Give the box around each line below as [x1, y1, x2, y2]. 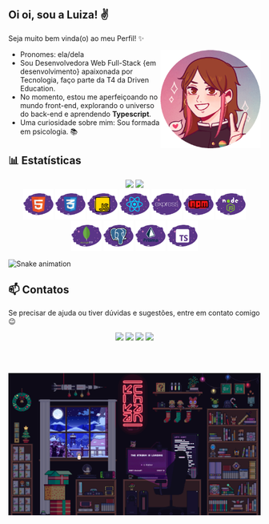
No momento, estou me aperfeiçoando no [19, 92, 159, 102]
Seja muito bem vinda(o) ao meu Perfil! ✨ [8, 33, 144, 43]
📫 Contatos [8, 283, 70, 296]
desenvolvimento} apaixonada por [19, 67, 134, 76]
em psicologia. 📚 [19, 127, 78, 136]
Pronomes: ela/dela [19, 49, 85, 59]
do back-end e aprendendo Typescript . [19, 109, 152, 119]
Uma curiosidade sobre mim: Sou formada [19, 117, 160, 127]
